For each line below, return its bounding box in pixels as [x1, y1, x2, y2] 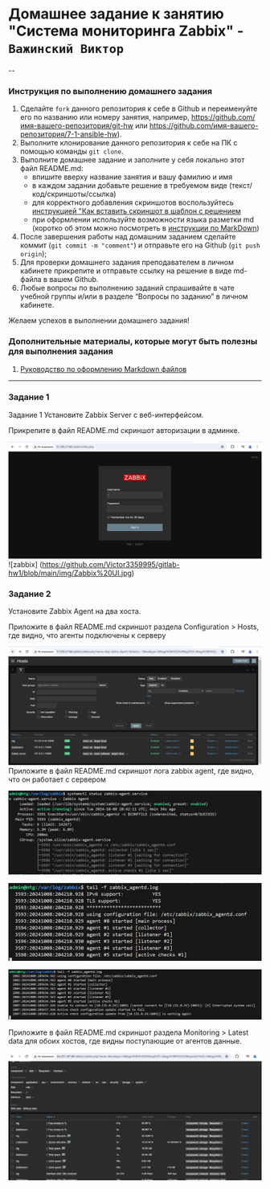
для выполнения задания [8, 346, 114, 358]
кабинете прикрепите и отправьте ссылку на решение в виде [19, 266, 232, 276]
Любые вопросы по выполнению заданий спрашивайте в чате [19, 283, 235, 293]
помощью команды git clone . [19, 146, 124, 157]
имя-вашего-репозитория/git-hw [19, 121, 134, 131]
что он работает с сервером [8, 774, 107, 784]
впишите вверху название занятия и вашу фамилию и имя [31, 172, 233, 182]
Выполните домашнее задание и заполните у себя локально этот [19, 155, 245, 165]
